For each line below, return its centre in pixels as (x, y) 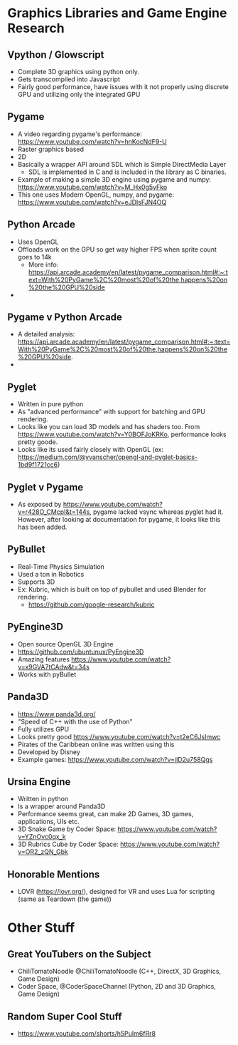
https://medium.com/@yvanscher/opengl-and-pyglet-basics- (107, 457)
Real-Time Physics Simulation (61, 566)
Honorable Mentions (54, 874)
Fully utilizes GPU (43, 729)
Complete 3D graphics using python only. (79, 72)
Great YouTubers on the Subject (79, 954)
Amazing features (43, 659)
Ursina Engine (39, 782)
